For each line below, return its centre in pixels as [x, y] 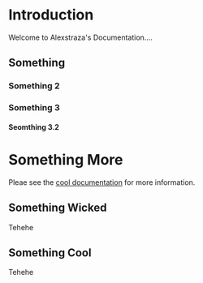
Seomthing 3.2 [34, 126]
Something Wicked [58, 208]
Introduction [51, 15]
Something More [66, 159]
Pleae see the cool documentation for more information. [102, 182]
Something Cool [50, 253]
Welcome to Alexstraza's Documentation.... [80, 37]
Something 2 [34, 86]
